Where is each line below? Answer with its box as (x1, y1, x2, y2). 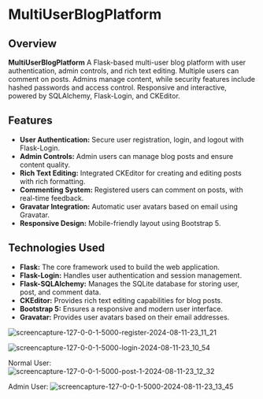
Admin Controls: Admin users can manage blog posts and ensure (19, 151, 234, 161)
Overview (8, 37, 57, 50)
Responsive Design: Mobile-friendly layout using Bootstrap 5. (19, 218, 221, 227)
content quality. (19, 160, 71, 169)
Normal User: (8, 358, 52, 368)
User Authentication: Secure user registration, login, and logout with (19, 135, 244, 144)
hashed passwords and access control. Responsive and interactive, (8, 83, 227, 92)
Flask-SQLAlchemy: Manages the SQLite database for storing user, (19, 279, 240, 288)
